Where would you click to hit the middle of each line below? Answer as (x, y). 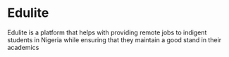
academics (23, 47)
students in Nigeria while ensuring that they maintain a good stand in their (114, 39)
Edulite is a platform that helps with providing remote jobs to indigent (107, 32)
